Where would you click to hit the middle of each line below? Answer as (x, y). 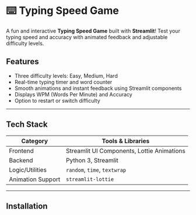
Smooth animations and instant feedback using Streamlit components (98, 88)
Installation (27, 206)
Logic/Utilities (28, 169)
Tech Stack (27, 125)
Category (35, 141)
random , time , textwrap (96, 169)
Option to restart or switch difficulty (57, 100)
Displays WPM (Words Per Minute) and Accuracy (73, 94)
